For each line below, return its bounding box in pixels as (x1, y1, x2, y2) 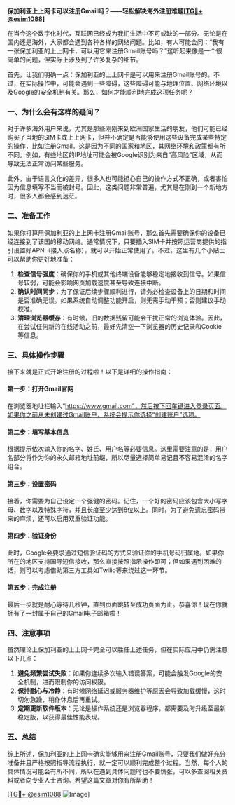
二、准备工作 (7, 211, 51, 221)
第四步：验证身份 (7, 532, 57, 540)
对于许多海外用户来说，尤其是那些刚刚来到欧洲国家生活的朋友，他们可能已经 (7, 124, 228, 133)
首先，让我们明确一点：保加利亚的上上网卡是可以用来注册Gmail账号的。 (7, 70, 214, 79)
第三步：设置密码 (7, 480, 57, 488)
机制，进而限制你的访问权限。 (23, 678, 110, 686)
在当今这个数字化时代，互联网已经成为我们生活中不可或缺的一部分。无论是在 (7, 29, 228, 37)
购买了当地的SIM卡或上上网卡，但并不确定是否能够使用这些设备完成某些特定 (7, 133, 227, 142)
